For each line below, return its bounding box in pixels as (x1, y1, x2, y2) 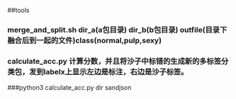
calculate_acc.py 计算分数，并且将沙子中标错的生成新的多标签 (7, 56, 222, 66)
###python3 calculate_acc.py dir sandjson (7, 83, 132, 92)
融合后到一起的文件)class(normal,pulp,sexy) (7, 35, 162, 45)
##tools (7, 6, 30, 14)
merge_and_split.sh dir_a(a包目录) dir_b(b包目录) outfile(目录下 (7, 25, 227, 35)
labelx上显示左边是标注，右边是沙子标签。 (43, 66, 189, 76)
